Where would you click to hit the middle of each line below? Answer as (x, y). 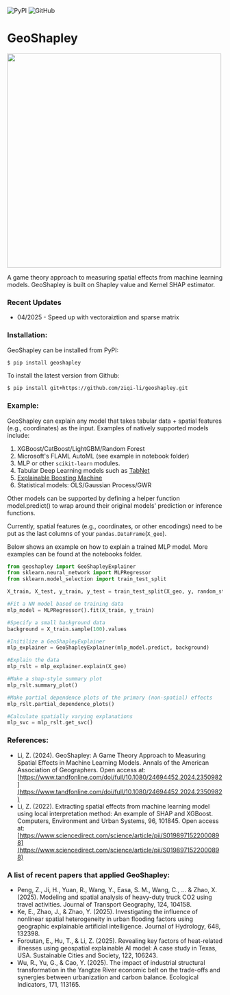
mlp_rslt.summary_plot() (42, 685)
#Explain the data (33, 660)
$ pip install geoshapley (44, 363)
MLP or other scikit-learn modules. (68, 463)
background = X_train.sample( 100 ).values (67, 629)
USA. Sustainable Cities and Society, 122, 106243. (87, 955)
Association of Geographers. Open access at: (81, 770)
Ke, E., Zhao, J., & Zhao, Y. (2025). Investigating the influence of (107, 911)
